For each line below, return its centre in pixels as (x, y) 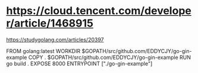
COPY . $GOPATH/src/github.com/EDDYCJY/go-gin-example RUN (110, 57)
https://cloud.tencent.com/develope (99, 11)
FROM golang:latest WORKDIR (43, 51)
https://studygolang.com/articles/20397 (55, 39)
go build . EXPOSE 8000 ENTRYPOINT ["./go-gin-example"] (79, 64)
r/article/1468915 (50, 23)
